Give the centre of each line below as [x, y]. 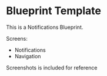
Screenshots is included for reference [52, 67]
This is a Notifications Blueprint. [45, 27]
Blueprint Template [54, 11]
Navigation [28, 56]
